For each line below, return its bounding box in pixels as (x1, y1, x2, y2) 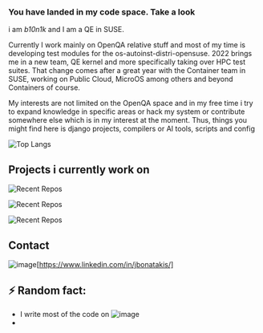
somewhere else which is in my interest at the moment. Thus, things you (8, 116, 247, 125)
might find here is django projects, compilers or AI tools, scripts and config (8, 124, 255, 134)
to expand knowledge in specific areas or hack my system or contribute (8, 107, 245, 116)
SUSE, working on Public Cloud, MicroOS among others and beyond (8, 75, 234, 84)
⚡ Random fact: (8, 284, 87, 298)
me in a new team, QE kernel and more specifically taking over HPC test (8, 57, 246, 67)
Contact (8, 238, 50, 252)
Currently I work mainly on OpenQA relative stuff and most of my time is (8, 40, 246, 50)
